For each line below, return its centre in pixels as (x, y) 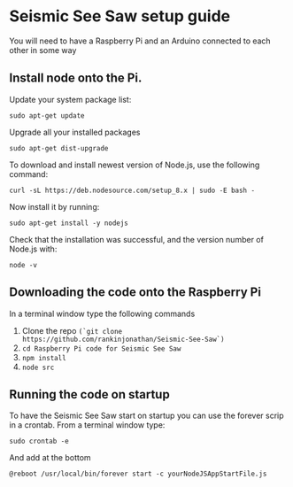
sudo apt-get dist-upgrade (59, 148)
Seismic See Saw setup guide (120, 16)
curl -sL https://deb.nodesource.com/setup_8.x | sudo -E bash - (132, 190)
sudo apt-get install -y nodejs (69, 223)
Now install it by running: (54, 206)
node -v (23, 265)
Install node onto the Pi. (76, 78)
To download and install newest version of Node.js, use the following (135, 165)
